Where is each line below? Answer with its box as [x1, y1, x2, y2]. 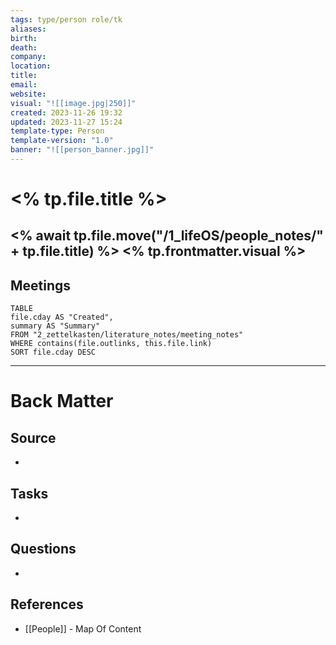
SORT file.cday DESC [10, 347, 97, 358]
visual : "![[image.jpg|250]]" [10, 98, 137, 108]
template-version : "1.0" [10, 136, 114, 146]
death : [10, 42, 38, 53]
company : [10, 52, 47, 62]
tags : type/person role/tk [10, 14, 123, 25]
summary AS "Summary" [10, 321, 101, 331]
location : [10, 61, 52, 71]
